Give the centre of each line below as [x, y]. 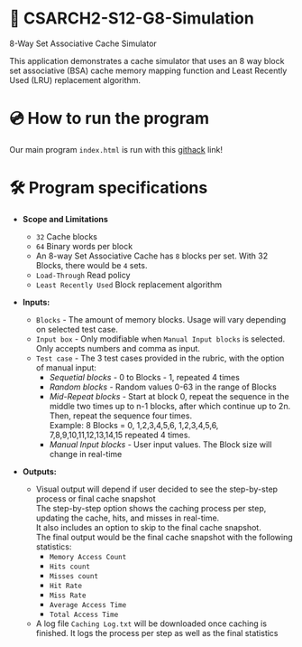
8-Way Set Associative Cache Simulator [83, 43]
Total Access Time [84, 614]
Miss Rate [68, 595]
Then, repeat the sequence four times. [120, 416]
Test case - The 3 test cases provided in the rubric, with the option [160, 358]
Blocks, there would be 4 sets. [92, 265]
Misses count [74, 576]
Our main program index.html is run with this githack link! [116, 149]
